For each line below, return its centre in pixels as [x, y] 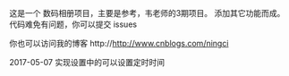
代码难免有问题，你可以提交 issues [73, 24]
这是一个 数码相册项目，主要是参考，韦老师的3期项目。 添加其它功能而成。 [147, 13]
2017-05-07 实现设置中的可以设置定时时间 [87, 62]
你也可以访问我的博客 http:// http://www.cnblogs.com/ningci [119, 43]
